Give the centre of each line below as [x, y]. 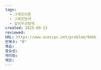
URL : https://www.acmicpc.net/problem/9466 [51, 37]
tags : [11, 10]
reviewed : [15, 33]
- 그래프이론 [20, 14]
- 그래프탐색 [20, 19]
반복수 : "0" [16, 42]
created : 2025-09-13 [26, 28]
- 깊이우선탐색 [22, 23]
